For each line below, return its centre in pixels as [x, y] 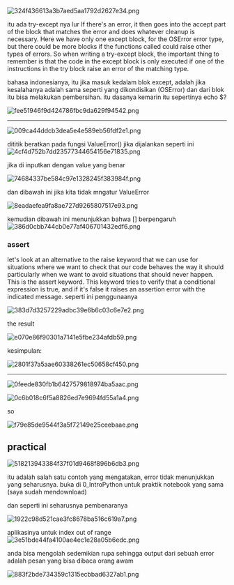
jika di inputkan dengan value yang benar [66, 165]
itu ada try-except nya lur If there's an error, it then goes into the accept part [117, 24]
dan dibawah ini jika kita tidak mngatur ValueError [78, 192]
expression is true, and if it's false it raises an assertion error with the [106, 289]
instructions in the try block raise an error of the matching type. [98, 69]
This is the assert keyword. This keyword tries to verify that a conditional [111, 282]
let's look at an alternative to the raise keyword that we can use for [103, 260]
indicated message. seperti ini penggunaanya [72, 297]
